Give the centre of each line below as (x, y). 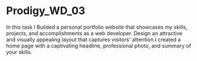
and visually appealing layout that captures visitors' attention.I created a (93, 39)
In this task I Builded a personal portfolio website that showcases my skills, (97, 27)
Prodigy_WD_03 (46, 11)
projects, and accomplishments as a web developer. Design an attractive (94, 33)
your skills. (19, 52)
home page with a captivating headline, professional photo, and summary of (99, 46)
